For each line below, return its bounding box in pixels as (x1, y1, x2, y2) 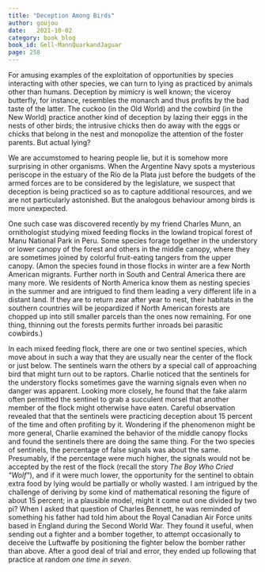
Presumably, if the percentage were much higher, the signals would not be (8, 454, 251, 463)
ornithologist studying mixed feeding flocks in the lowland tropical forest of (8, 228, 253, 236)
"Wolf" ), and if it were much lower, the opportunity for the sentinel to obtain (8, 470, 255, 480)
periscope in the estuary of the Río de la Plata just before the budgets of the (8, 170, 256, 179)
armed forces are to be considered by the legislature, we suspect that (8, 179, 236, 187)
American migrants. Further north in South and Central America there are (8, 270, 246, 278)
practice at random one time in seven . (8, 555, 132, 564)
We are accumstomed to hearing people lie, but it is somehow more (8, 153, 229, 163)
